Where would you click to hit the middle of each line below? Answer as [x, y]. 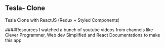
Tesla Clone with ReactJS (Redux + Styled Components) [62, 20]
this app [13, 40]
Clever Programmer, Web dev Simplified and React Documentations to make [83, 35]
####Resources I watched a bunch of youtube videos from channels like [79, 30]
